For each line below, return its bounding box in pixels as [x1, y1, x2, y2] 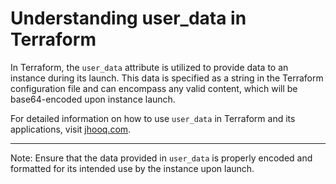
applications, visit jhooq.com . [10, 123, 132, 135]
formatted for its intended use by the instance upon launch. [10, 162, 255, 174]
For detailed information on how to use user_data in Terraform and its [10, 112, 296, 124]
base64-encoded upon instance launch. [10, 93, 176, 105]
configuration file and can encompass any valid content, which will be [10, 82, 298, 94]
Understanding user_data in [10, 7, 247, 30]
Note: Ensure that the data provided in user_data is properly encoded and [10, 152, 313, 164]
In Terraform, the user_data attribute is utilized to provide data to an [10, 61, 289, 73]
